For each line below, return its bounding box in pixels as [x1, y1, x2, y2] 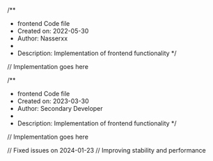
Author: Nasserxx [17, 34, 68, 43]
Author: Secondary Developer [17, 105, 103, 112]
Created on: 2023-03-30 [17, 97, 89, 105]
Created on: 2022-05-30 [17, 27, 89, 35]
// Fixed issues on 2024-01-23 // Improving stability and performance [7, 146, 207, 154]
